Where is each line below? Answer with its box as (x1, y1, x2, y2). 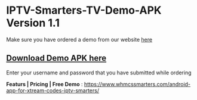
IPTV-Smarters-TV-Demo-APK (6, 4, 162, 17)
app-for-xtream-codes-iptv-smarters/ (6, 87, 100, 94)
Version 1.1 (6, 16, 60, 30)
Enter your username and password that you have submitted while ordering (6, 69, 192, 76)
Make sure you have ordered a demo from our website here (6, 36, 153, 43)
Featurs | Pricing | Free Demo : (6, 80, 83, 87)
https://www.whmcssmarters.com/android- (84, 80, 191, 87)
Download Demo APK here (6, 53, 107, 63)
